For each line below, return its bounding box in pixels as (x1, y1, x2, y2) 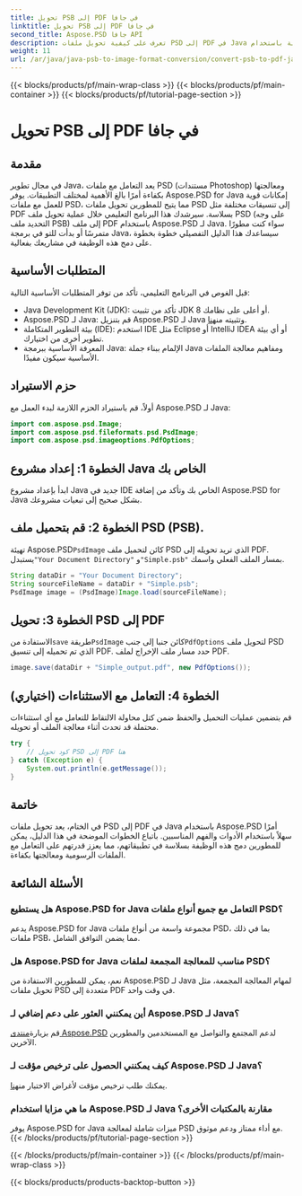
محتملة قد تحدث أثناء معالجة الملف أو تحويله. (10, 722, 160, 732)
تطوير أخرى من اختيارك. (22, 333, 104, 344)
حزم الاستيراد (10, 378, 77, 393)
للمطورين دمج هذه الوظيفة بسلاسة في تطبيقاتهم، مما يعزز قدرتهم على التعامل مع (10, 840, 281, 851)
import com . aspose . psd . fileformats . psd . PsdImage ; (10, 427, 200, 436)
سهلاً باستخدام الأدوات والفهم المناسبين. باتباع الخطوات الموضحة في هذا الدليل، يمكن (10, 831, 292, 841)
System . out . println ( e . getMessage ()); (26, 764, 168, 773)
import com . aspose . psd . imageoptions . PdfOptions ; (10, 436, 195, 445)
